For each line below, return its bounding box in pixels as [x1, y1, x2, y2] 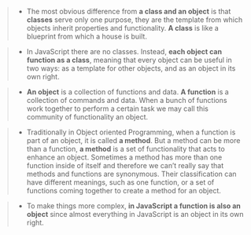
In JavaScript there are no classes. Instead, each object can [26, 47, 222, 56]
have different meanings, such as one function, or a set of [26, 178, 215, 187]
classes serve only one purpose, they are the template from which [26, 15, 243, 24]
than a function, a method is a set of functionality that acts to [26, 145, 225, 153]
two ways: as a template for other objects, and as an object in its [26, 64, 236, 73]
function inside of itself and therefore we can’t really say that [26, 161, 224, 170]
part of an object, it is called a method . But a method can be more [26, 136, 241, 145]
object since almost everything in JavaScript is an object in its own [26, 210, 244, 218]
